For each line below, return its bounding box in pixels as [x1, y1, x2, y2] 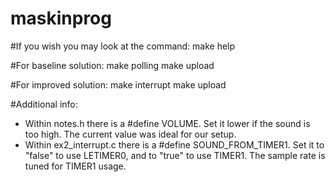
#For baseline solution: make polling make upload [10, 59, 215, 71]
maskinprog [10, 7, 112, 30]
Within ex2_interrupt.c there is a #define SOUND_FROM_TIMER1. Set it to [24, 138, 325, 151]
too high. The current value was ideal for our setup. [24, 128, 237, 140]
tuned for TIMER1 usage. [24, 160, 127, 172]
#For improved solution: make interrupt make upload [10, 78, 227, 91]
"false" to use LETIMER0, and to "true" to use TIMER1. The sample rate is [24, 149, 326, 161]
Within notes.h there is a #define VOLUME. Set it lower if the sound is [24, 117, 311, 129]
